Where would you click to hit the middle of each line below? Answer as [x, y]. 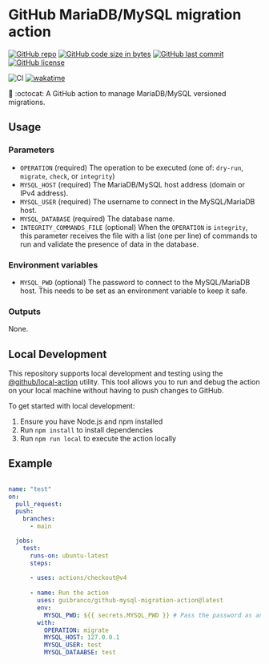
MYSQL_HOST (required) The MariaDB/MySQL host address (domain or [132, 184]
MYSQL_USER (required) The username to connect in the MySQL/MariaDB [137, 201]
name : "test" [30, 489]
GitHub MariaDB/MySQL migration [125, 15]
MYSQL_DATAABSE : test [80, 653]
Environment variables [53, 264]
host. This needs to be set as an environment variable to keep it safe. [134, 291]
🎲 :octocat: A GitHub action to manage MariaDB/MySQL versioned [117, 93]
